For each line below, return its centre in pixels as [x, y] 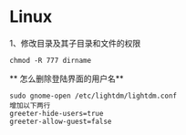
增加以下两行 [30, 105]
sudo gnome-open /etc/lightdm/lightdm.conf [93, 96]
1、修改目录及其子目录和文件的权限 [75, 43]
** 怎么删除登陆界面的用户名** [67, 78]
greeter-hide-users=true [57, 113]
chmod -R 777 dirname [51, 60]
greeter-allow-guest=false [61, 121]
